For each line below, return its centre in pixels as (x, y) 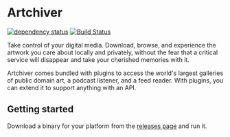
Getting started (41, 109)
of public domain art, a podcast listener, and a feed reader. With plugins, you (115, 80)
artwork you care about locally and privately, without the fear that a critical (113, 52)
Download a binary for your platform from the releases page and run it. (107, 126)
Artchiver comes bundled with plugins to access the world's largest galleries (115, 73)
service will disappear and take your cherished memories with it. (99, 59)
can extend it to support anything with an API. (72, 87)
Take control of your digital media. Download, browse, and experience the (112, 45)
